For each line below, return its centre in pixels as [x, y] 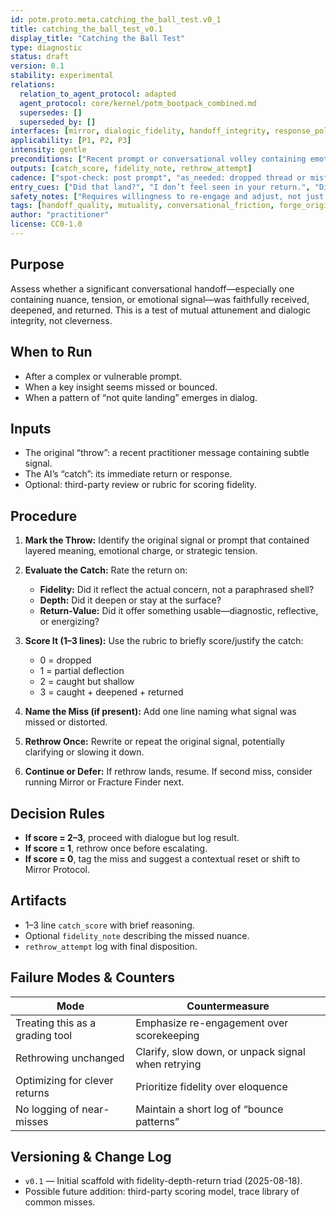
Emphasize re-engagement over [212, 1023]
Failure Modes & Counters [93, 977]
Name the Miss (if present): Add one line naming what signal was [160, 712]
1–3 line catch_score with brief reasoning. [109, 925]
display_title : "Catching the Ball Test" [98, 38]
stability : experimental [62, 76]
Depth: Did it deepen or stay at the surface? [130, 600]
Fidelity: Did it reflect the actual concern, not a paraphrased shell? [177, 590]
